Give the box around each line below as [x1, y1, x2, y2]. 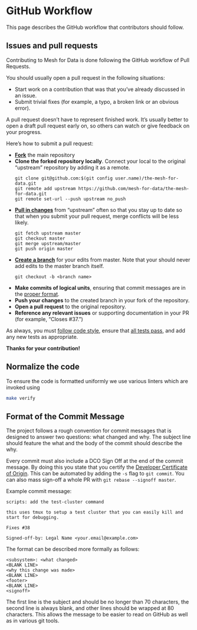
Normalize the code [6, 362, 80, 372]
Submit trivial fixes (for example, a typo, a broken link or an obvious [14, 98, 179, 105]
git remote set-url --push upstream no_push [14, 196, 126, 202]
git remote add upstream [14, 185, 76, 191]
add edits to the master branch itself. [14, 262, 104, 269]
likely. [14, 218, 29, 226]
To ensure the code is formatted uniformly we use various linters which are [6, 377, 189, 384]
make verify [6, 395, 35, 401]
